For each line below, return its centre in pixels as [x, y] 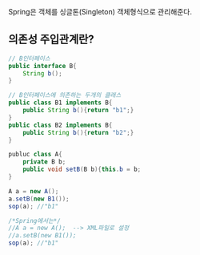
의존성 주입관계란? [51, 40]
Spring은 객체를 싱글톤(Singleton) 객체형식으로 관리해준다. [100, 12]
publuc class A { [35, 155]
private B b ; [44, 162]
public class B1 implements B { [60, 103]
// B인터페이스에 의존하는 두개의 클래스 [65, 95]
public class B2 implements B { [60, 125]
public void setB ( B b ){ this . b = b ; [82, 170]
